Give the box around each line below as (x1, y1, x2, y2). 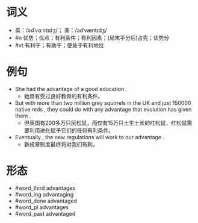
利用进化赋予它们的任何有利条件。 (29, 127, 114, 134)
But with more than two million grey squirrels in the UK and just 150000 (14, 99, 191, 106)
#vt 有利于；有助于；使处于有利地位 (14, 42, 104, 49)
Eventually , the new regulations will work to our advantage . (14, 133, 164, 140)
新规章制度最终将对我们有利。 (23, 140, 98, 148)
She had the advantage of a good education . (14, 85, 128, 92)
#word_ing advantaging (14, 190, 74, 198)
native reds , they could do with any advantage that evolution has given (14, 105, 192, 113)
